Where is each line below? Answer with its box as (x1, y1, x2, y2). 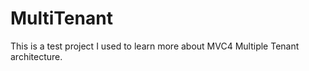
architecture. (10, 50, 63, 62)
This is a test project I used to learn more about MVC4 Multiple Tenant (10, 40, 300, 52)
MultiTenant (10, 7, 113, 30)
